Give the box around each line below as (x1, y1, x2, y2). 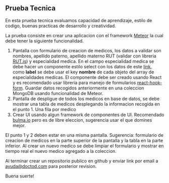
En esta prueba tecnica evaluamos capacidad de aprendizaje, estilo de (5, 17, 152, 23)
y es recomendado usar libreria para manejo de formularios (12, 79, 136, 85)
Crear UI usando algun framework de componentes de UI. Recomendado (12, 112, 164, 118)
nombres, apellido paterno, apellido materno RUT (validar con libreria (12, 53, 156, 59)
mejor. (12, 122, 26, 128)
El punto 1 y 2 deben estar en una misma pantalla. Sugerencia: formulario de (5, 132, 164, 138)
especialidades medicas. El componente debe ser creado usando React (12, 74, 162, 80)
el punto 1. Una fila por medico (12, 106, 77, 112)
